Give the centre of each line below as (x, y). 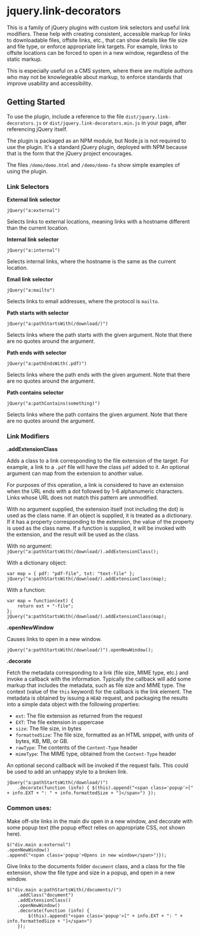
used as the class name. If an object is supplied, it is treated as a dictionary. (99, 515)
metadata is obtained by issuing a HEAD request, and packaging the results (97, 698)
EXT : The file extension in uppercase (60, 722)
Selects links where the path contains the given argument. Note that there (97, 415)
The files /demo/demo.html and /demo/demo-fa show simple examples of (93, 164)
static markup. (24, 59)
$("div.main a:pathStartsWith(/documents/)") (64, 890)
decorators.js (24, 123)
